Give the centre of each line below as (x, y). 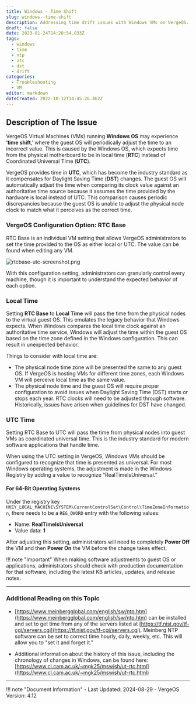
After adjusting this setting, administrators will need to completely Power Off (98, 542)
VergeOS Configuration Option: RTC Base (66, 225)
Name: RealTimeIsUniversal (49, 524)
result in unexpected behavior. (43, 345)
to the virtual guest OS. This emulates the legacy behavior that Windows (93, 320)
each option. (21, 285)
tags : (13, 39)
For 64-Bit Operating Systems (43, 488)
